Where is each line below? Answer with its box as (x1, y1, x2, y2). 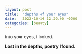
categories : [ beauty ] (5, 20, 49, 26)
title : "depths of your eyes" (5, 12, 69, 17)
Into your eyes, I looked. (5, 34, 54, 40)
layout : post (5, 7, 32, 12)
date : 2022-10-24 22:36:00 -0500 (5, 16, 78, 21)
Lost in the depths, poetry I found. (5, 43, 76, 49)
